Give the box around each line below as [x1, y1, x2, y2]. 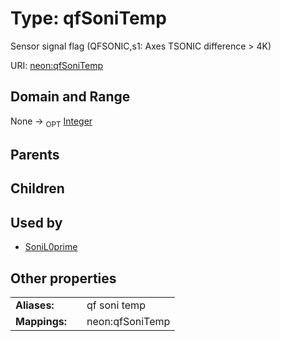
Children [10, 180, 65, 197]
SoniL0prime [24, 241, 78, 253]
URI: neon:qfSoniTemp [10, 59, 104, 71]
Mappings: [15, 314, 68, 328]
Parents [10, 146, 60, 163]
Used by [10, 214, 63, 231]
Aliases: [15, 298, 55, 312]
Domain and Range [10, 88, 131, 106]
